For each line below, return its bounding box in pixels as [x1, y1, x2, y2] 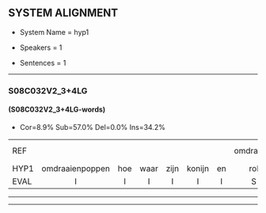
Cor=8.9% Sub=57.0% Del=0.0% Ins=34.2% [19, 122, 166, 131]
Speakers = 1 [19, 43, 63, 52]
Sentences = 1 [19, 58, 66, 67]
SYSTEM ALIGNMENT [8, 6, 119, 20]
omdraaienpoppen [41, 162, 111, 173]
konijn [186, 162, 210, 173]
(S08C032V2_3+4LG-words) [8, 105, 106, 114]
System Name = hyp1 [19, 27, 89, 36]
